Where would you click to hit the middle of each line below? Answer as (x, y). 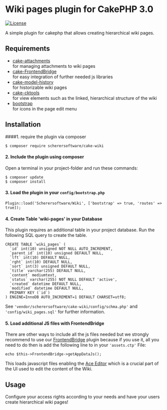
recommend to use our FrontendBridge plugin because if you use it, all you (82, 340)
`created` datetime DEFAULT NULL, (45, 284)
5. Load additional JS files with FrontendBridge (55, 323)
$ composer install (25, 182)
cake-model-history (33, 82)
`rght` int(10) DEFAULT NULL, (41, 262)
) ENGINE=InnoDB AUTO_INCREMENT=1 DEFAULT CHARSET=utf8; (66, 297)
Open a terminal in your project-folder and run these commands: (72, 168)
